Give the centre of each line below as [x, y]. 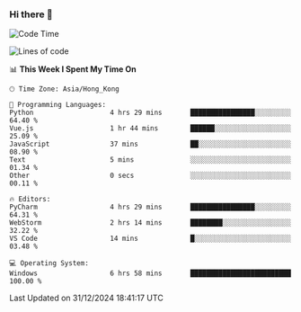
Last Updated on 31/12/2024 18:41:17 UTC [86, 298]
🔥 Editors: [30, 200]
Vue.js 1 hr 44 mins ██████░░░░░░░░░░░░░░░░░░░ [150, 129]
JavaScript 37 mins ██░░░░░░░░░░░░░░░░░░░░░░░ [150, 144]
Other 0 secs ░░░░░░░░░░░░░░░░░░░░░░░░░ [150, 176]
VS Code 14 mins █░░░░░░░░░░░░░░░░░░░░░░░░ [150, 239]
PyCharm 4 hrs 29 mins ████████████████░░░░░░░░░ [150, 207]
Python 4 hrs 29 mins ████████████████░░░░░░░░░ [150, 113]
